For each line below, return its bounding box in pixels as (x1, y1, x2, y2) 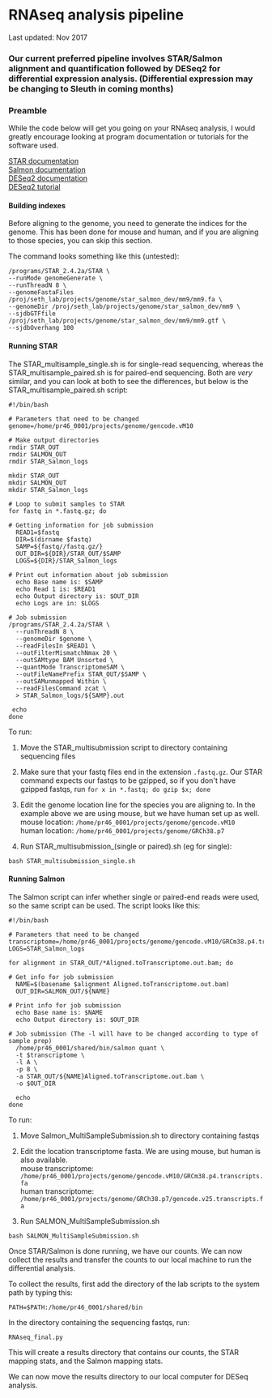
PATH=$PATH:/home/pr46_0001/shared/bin (8, 1303, 143, 1311)
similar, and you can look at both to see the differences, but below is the (8, 376, 249, 386)
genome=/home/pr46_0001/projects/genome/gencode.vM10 (8, 421, 194, 430)
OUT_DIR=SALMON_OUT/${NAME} (15, 987, 111, 995)
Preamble (8, 105, 47, 116)
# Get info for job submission (8, 973, 114, 981)
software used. (8, 140, 59, 151)
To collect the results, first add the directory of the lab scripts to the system (8, 1279, 261, 1289)
